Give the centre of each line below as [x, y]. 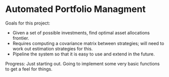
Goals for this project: [28, 23]
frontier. [21, 38]
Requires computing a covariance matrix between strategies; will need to [88, 43]
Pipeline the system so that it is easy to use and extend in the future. [83, 54]
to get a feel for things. [29, 69]
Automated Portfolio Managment [75, 9]
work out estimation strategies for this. [53, 48]
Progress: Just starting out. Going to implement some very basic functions [82, 63]
